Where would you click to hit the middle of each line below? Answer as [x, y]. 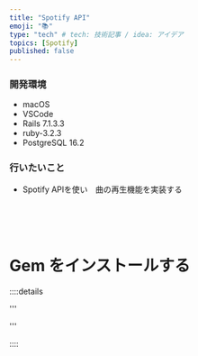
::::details [26, 291]
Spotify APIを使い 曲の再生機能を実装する [102, 189]
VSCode [38, 114]
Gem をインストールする [100, 265]
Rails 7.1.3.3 [43, 123]
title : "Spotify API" [50, 18]
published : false [42, 51]
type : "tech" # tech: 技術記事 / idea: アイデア [97, 34]
